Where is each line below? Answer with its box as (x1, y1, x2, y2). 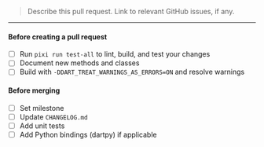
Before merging (8, 86, 60, 95)
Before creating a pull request (8, 31, 108, 42)
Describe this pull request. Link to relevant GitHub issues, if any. (27, 7, 235, 16)
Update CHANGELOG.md (19, 112, 88, 121)
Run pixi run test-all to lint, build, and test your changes (19, 50, 211, 59)
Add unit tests (19, 121, 65, 130)
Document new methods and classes (19, 58, 140, 68)
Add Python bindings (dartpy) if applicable (19, 130, 157, 139)
